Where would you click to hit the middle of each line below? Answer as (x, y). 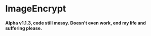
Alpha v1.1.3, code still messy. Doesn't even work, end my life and (75, 22)
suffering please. (24, 28)
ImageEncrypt (36, 9)
